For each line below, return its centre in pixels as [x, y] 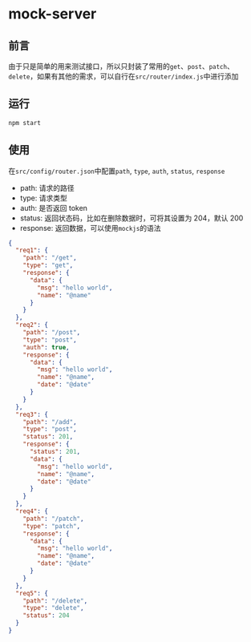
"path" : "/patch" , [53, 519]
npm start [25, 123]
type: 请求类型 [44, 198]
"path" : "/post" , [52, 333]
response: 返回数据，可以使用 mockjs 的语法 [91, 228]
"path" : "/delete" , [55, 601]
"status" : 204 [46, 616]
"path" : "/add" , [50, 422]
